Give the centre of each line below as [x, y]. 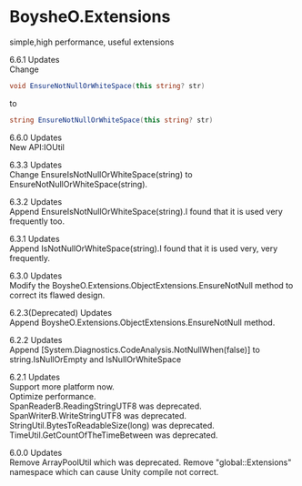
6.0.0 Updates [36, 452]
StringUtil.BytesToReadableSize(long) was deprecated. [112, 425]
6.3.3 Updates [35, 165]
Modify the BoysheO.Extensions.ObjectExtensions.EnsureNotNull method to [151, 285]
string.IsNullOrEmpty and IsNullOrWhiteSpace [96, 359]
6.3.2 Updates [36, 201]
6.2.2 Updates [36, 339]
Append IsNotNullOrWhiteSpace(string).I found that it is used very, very [144, 248]
